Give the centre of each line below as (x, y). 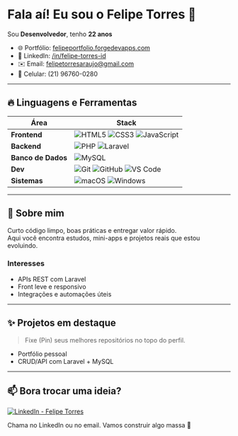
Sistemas (27, 180)
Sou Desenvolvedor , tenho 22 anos (60, 34)
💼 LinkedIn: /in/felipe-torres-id (62, 55)
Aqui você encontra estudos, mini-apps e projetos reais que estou (104, 238)
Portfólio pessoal (42, 354)
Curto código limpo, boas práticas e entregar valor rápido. (92, 230)
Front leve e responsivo (52, 287)
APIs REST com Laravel (52, 279)
